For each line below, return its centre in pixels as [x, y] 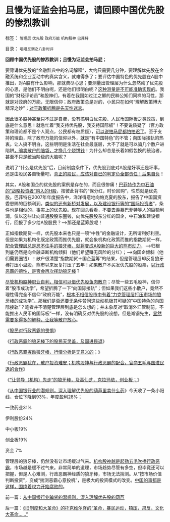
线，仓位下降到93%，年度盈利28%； [44, 397]
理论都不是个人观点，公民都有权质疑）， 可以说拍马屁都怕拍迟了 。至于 [86, 131]
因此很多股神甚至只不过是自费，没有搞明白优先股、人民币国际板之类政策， [82, 119]
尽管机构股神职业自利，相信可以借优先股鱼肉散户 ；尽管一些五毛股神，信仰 [82, 281]
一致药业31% [19, 407]
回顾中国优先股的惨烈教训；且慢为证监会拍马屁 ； [56, 59]
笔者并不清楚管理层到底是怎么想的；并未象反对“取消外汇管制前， [92, 307]
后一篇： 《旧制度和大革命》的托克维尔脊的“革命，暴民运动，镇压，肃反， [80, 508]
